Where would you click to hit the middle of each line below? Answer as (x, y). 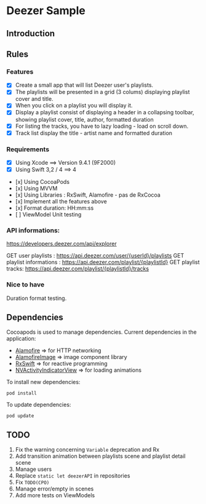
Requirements (28, 149)
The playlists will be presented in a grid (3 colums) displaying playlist (102, 92)
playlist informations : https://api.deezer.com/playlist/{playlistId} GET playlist (103, 262)
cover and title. (34, 99)
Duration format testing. (37, 298)
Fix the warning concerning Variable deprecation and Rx (87, 450)
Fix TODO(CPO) (32, 482)
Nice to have (26, 285)
